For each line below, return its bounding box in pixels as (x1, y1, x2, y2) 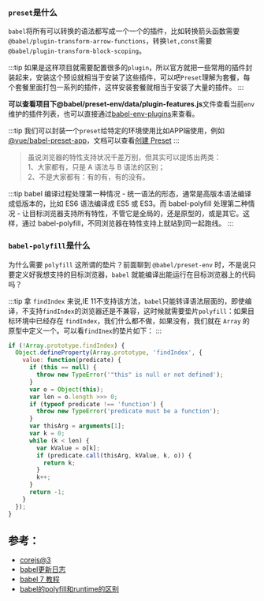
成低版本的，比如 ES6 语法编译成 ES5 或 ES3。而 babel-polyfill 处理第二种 (8, 199, 248, 208)
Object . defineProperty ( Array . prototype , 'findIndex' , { (15, 349, 203, 356)
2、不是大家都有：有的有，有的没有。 (27, 172, 150, 182)
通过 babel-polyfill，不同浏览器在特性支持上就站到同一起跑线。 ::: (21, 218, 234, 228)
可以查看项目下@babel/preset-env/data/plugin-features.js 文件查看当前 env (8, 99, 255, 109)
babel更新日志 (19, 565, 66, 574)
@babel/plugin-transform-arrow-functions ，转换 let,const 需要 (8, 36, 213, 46)
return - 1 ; (28, 488, 65, 496)
